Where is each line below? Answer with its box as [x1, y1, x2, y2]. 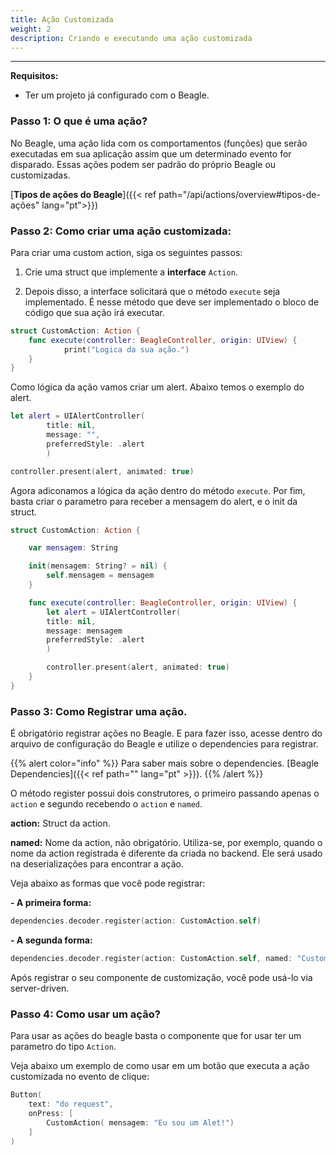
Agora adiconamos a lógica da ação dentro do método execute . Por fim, [10, 484, 306, 496]
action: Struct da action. [10, 817, 111, 830]
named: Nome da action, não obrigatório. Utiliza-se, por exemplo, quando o [10, 837, 323, 849]
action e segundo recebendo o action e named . [10, 798, 203, 810]
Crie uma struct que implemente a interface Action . [24, 266, 238, 278]
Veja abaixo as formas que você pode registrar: [10, 877, 206, 890]
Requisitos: [10, 70, 59, 82]
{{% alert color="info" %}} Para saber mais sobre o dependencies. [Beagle [10, 757, 319, 770]
